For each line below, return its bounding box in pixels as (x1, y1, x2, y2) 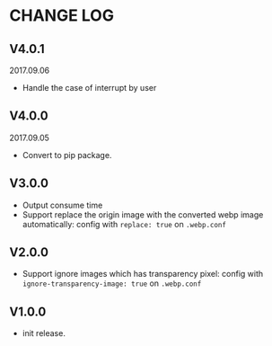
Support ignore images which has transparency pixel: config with (22, 269, 264, 279)
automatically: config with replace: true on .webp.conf (22, 218, 227, 229)
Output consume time (22, 200, 103, 210)
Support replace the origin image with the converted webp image (22, 208, 264, 220)
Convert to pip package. (22, 149, 112, 160)
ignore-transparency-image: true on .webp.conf (22, 278, 202, 288)
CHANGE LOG (9, 5, 115, 26)
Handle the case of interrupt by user (22, 83, 157, 93)
